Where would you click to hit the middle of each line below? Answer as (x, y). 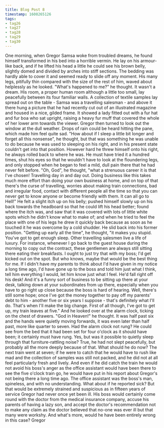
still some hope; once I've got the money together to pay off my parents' (78, 295)
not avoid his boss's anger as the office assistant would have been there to (81, 368)
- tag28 (13, 32)
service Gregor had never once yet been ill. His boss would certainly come (80, 394)
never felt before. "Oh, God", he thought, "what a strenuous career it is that (81, 170)
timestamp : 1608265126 (28, 14)
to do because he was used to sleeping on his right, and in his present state (81, 144)
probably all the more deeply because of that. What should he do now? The (81, 347)
